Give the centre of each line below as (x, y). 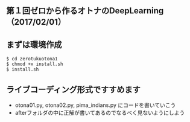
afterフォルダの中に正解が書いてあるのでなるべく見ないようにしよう (100, 113)
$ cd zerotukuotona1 (32, 59)
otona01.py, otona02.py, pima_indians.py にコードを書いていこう (95, 105)
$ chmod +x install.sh (35, 64)
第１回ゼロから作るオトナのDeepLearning (85, 11)
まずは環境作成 (34, 44)
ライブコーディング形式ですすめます (73, 89)
